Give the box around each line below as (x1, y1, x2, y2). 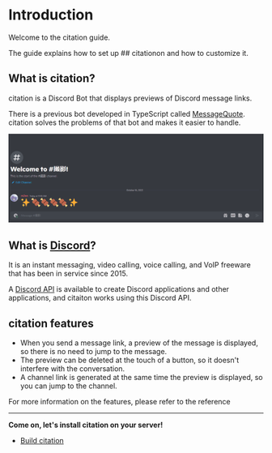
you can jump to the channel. (19, 381, 117, 391)
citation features (8, 316, 95, 330)
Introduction (8, 6, 94, 24)
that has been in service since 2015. (8, 269, 128, 279)
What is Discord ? (8, 238, 97, 252)
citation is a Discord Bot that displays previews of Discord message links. (8, 93, 253, 103)
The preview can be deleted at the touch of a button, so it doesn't (19, 355, 240, 365)
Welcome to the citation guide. (8, 32, 111, 42)
